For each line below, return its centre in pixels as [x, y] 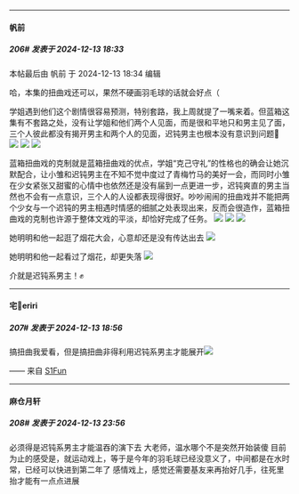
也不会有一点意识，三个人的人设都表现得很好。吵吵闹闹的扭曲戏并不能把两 [153, 196]
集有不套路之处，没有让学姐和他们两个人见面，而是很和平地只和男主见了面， [149, 122]
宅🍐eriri [24, 306]
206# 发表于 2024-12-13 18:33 [67, 49]
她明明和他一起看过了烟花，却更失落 [76, 256]
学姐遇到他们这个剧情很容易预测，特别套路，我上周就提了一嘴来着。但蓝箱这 [149, 111]
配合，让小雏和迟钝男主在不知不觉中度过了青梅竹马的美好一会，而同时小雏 [153, 174]
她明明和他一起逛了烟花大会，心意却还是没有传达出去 [107, 238]
